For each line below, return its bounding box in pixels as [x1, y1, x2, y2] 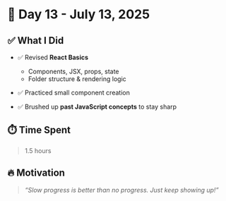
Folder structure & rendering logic [28, 75, 127, 83]
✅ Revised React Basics [17, 53, 89, 61]
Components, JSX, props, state [28, 67, 119, 75]
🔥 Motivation [7, 167, 66, 179]
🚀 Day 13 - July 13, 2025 [7, 6, 150, 23]
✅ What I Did [7, 35, 64, 47]
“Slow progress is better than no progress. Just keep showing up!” [24, 185, 219, 194]
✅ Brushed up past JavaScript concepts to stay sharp [17, 102, 177, 111]
